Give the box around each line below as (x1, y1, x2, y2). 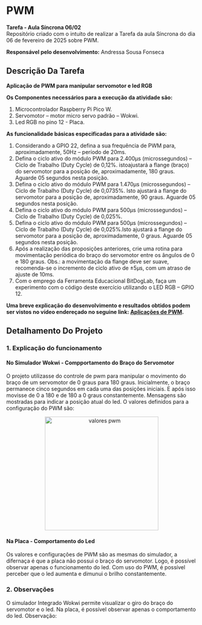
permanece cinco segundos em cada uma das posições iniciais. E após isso (6, 386, 196, 393)
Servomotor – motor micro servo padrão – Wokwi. (15, 112, 139, 119)
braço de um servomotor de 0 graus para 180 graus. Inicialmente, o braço (6, 379, 191, 386)
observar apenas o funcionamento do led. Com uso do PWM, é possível (6, 564, 186, 571)
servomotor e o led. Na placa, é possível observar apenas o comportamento (6, 606, 197, 613)
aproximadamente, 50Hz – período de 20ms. (15, 148, 126, 155)
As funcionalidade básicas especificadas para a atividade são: (6, 130, 168, 137)
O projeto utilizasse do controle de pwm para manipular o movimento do (6, 372, 186, 379)
